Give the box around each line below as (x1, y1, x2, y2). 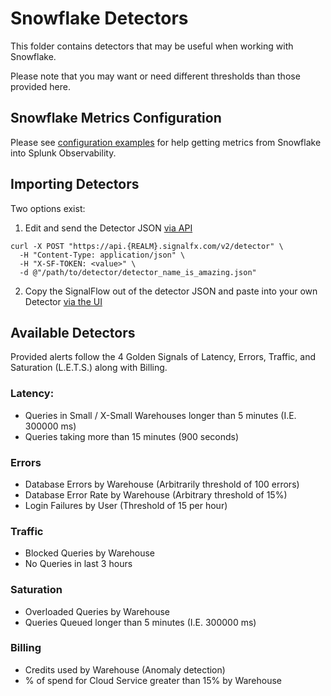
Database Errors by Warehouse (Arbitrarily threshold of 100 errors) (24, 478, 300, 490)
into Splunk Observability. (10, 147, 117, 159)
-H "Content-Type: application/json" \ (19, 250, 186, 260)
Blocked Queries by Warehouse (24, 547, 155, 559)
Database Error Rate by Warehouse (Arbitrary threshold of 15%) (24, 488, 288, 501)
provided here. (10, 80, 71, 92)
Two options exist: (10, 202, 86, 214)
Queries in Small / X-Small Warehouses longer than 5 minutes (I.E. (24, 409, 297, 421)
